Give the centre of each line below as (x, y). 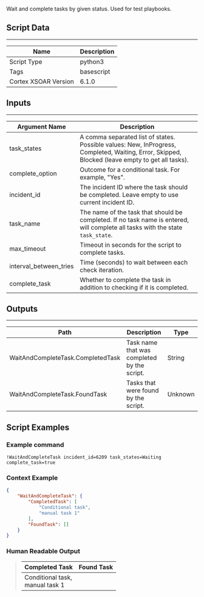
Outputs (22, 309)
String (176, 358)
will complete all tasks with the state (131, 227)
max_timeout (28, 249)
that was (139, 350)
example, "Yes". (103, 177)
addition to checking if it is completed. (134, 287)
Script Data (28, 28)
